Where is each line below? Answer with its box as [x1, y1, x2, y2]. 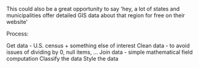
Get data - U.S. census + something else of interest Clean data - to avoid [6, 42, 190, 49]
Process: [6, 30, 29, 37]
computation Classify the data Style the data [6, 55, 119, 62]
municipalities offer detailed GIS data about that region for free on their [6, 12, 186, 19]
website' [6, 18, 28, 25]
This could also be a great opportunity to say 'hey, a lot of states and [6, 6, 180, 12]
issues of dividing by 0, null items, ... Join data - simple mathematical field [6, 48, 193, 56]
